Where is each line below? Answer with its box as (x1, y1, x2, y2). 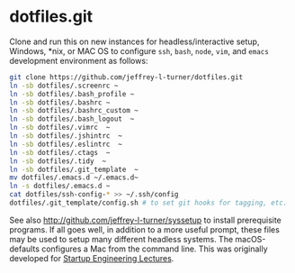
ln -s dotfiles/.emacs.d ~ (9, 182, 111, 191)
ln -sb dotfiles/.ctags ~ (9, 148, 111, 157)
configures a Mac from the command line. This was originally (41, 243, 268, 254)
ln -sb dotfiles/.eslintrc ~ (9, 140, 123, 149)
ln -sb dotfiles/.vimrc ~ (9, 123, 111, 132)
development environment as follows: (9, 55, 148, 66)
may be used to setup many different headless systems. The (9, 233, 234, 244)
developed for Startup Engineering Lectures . (9, 252, 174, 263)
